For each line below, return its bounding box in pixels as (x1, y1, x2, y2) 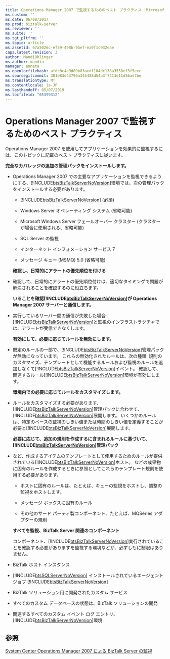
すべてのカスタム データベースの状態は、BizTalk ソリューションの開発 (12, 600, 158, 606)
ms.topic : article (5, 40, 44, 46)
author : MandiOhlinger (5, 54, 53, 60)
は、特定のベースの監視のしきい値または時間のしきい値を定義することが (12, 419, 163, 425)
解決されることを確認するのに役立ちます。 (12, 285, 101, 291)
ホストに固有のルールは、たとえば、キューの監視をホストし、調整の (20, 482, 162, 489)
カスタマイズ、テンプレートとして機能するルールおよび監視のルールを (12, 360, 159, 366)
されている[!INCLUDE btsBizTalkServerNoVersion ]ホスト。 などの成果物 (12, 459, 161, 465)
